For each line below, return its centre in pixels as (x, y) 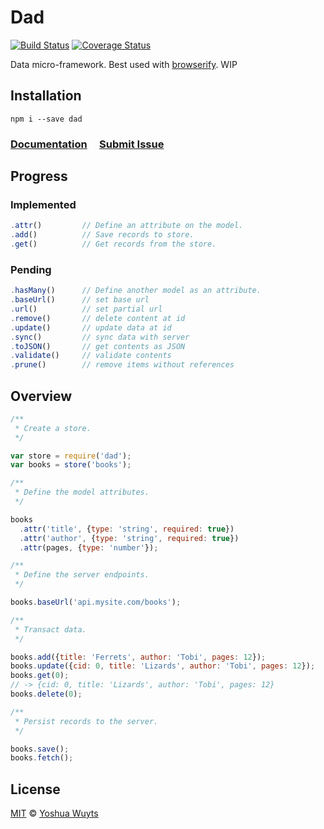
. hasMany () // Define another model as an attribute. (136, 291)
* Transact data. (50, 629)
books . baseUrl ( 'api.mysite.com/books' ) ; (96, 602)
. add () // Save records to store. (102, 235)
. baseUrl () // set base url (80, 300)
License (35, 789)
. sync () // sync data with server (100, 337)
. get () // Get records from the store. (113, 244)
